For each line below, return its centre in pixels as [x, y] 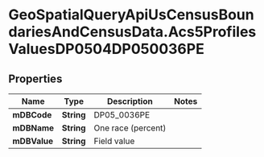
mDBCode [32, 115]
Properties [35, 78]
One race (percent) [130, 128]
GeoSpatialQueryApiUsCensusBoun [132, 15]
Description [130, 101]
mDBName [33, 128]
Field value [114, 141]
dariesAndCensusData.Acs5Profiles [132, 32]
